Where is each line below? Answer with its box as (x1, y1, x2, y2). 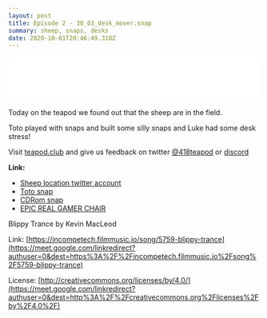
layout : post (8, 11, 52, 20)
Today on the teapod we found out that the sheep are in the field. (8, 108, 222, 117)
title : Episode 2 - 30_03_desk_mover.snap (8, 19, 152, 27)
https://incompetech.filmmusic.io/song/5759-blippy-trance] (28, 235, 225, 244)
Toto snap (19, 187, 54, 197)
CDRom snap (19, 195, 64, 205)
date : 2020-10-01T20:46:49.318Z (8, 34, 116, 42)
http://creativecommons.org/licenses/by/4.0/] (40, 276, 191, 285)
